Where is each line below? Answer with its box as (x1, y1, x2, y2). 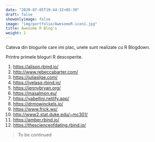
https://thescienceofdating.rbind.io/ (12, 122, 86, 128)
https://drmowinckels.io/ (12, 101, 64, 106)
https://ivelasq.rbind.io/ (12, 79, 61, 85)
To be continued (17, 132, 52, 137)
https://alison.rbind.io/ (12, 63, 59, 69)
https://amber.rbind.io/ (12, 117, 59, 122)
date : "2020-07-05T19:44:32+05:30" (5, 7, 80, 12)
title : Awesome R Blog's (5, 26, 57, 31)
